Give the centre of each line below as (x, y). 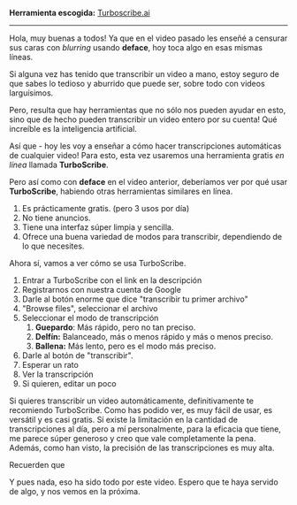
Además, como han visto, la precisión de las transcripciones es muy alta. (142, 448)
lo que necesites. (53, 246)
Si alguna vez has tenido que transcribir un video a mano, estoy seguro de (145, 74)
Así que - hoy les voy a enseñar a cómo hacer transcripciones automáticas (145, 146)
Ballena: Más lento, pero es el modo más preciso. (126, 346)
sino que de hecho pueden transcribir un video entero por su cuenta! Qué (143, 119)
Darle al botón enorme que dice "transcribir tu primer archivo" (135, 299)
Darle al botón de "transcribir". (77, 356)
